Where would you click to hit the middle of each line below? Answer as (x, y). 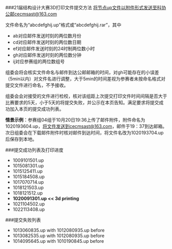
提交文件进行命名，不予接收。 (37, 85)
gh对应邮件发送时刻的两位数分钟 (47, 55)
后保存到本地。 (21, 139)
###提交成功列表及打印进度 (34, 150)
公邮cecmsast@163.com (31, 14)
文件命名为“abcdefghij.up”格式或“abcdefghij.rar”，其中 (63, 25)
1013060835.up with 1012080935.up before (59, 230)
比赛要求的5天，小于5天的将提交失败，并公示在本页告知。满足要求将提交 (82, 102)
